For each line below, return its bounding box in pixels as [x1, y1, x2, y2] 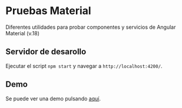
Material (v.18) [5, 29, 39, 36]
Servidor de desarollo [5, 47, 87, 57]
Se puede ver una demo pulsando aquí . [5, 95, 101, 102]
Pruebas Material [5, 4, 92, 18]
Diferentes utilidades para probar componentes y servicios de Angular [5, 23, 176, 31]
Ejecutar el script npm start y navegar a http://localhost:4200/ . [5, 62, 163, 69]
